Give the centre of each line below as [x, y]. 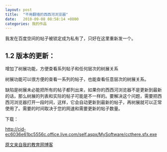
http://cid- [16, 129]
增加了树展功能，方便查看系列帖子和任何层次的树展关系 [62, 69]
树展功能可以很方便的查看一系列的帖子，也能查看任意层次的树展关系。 [77, 79]
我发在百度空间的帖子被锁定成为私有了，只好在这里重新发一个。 [70, 38]
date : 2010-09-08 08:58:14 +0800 [42, 19]
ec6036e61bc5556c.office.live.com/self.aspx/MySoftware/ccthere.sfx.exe [81, 135]
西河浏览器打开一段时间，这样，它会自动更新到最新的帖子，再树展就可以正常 [83, 102]
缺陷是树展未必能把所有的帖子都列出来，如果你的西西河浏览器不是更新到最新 [83, 90]
